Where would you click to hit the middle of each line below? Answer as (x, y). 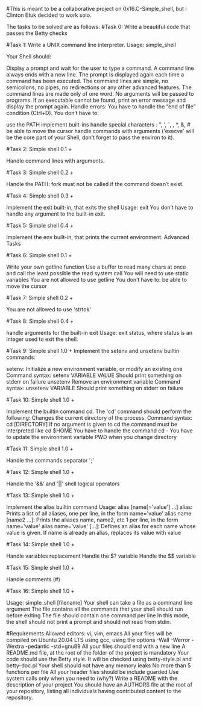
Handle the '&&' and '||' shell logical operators (63, 484)
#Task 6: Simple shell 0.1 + (39, 255)
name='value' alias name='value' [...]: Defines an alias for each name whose (101, 526)
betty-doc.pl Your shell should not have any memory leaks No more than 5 (99, 665)
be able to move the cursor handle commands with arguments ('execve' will (100, 131)
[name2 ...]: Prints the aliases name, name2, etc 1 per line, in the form (92, 520)
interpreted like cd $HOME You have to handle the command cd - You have (99, 431)
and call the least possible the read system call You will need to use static (97, 273)
